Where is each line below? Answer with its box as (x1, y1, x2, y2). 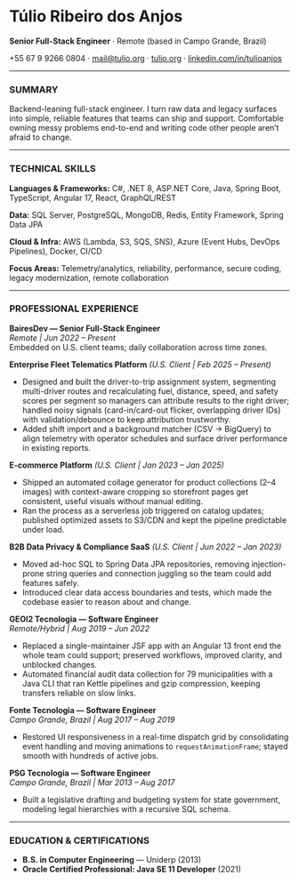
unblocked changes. (21, 659, 98, 670)
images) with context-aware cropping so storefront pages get (21, 486, 249, 497)
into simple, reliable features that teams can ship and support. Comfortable (9, 113, 285, 124)
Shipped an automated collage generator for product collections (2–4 (21, 477, 277, 487)
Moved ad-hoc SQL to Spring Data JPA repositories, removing (21, 558, 250, 569)
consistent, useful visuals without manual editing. (21, 495, 203, 506)
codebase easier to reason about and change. (21, 596, 191, 606)
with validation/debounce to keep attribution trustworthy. (21, 413, 231, 424)
